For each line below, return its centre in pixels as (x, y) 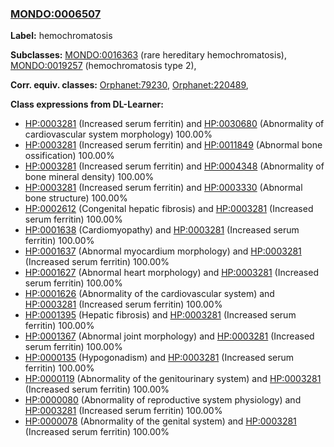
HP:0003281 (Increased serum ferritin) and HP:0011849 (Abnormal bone (173, 145)
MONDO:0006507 (56, 14)
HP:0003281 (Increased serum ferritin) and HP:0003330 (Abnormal (163, 188)
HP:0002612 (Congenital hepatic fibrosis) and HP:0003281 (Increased (169, 209)
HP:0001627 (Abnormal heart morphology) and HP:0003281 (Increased (171, 273)
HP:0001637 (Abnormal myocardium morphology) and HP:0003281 (163, 251)
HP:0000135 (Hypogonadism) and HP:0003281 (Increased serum (159, 358)
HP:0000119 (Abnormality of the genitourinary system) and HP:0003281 (173, 379)
